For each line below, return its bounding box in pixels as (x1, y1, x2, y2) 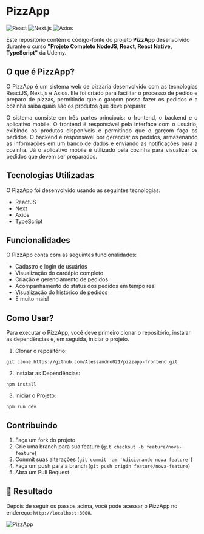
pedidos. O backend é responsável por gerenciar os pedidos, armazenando (6, 133, 198, 140)
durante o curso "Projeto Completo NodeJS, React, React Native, (6, 43, 172, 50)
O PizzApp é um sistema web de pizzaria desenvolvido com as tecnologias (6, 83, 198, 90)
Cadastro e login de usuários (15, 263, 87, 270)
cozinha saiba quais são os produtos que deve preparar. (6, 102, 147, 109)
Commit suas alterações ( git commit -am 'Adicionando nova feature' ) (15, 456, 193, 463)
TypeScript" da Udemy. (6, 49, 67, 56)
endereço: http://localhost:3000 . (6, 508, 92, 516)
